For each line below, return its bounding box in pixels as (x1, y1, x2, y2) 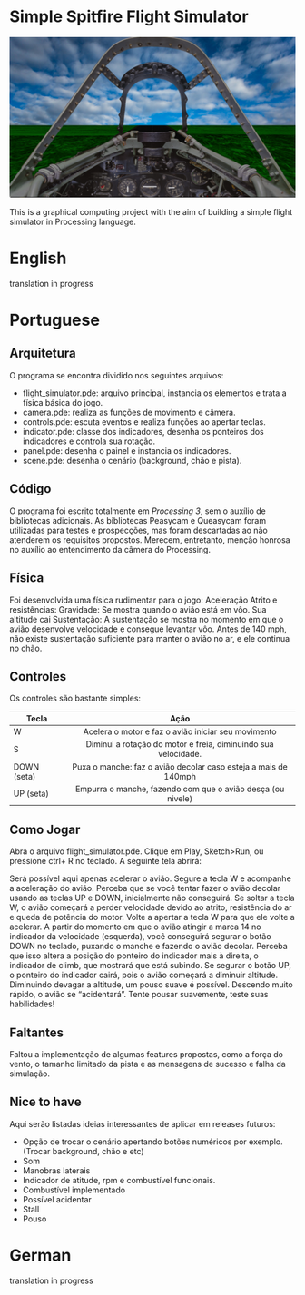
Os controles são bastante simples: (9, 692, 142, 704)
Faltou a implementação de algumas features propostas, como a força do (9, 1048, 284, 1059)
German (9, 1245, 72, 1265)
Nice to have (9, 1094, 82, 1110)
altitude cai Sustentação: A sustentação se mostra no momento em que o (9, 613, 284, 624)
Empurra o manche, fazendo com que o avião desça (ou (75, 783, 285, 794)
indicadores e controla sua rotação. (22, 436, 156, 446)
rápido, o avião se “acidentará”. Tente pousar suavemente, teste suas (9, 989, 269, 1000)
